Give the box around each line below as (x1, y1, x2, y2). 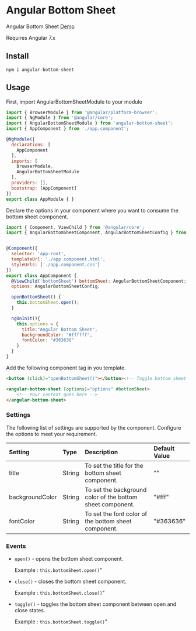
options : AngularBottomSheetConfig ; (11, 283, 100, 290)
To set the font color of (84, 510, 148, 518)
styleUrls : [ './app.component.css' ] (11, 262, 100, 268)
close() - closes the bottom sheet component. (14, 578, 127, 585)
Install (6, 51, 29, 61)
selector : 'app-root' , (11, 251, 66, 257)
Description (84, 448, 118, 456)
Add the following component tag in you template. (6, 364, 127, 371)
